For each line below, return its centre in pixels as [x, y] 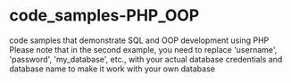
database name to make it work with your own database [112, 69]
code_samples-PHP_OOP [104, 16]
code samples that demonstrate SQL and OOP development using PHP [139, 40]
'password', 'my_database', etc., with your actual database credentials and [146, 59]
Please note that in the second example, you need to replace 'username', [143, 49]
